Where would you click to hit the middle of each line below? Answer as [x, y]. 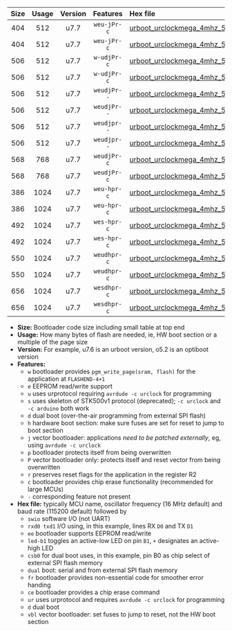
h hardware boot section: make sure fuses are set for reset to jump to [126, 423]
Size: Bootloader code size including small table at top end [101, 327]
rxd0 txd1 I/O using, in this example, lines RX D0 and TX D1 [110, 526]
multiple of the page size [52, 342]
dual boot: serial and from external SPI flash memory [103, 570]
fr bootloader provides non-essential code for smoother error [115, 577]
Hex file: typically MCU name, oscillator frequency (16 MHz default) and [120, 504]
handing [39, 585]
